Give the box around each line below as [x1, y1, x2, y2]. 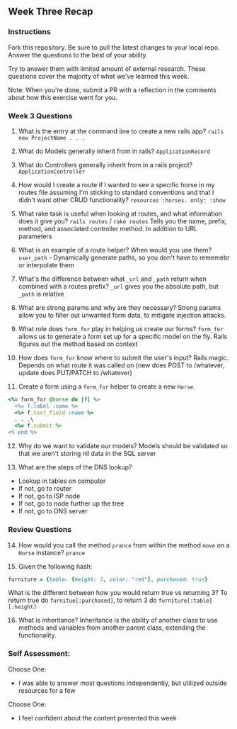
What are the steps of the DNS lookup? [18, 463, 133, 472]
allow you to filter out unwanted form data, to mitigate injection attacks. [18, 311, 226, 319]
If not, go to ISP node [18, 492, 81, 501]
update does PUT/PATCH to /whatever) [18, 368, 133, 377]
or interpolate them [18, 260, 75, 269]
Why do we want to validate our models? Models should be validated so [18, 442, 229, 450]
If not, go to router [18, 484, 72, 493]
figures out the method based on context [18, 340, 138, 348]
